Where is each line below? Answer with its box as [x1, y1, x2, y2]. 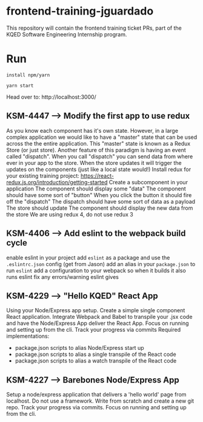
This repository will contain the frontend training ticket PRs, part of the [6, 24, 182, 32]
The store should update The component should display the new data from [6, 204, 193, 212]
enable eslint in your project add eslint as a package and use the [6, 253, 170, 261]
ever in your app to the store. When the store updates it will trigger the [6, 159, 182, 166]
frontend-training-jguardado [6, 4, 154, 18]
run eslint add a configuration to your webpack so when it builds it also [6, 267, 186, 274]
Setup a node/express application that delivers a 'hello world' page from [6, 391, 187, 398]
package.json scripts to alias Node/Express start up [15, 344, 144, 352]
